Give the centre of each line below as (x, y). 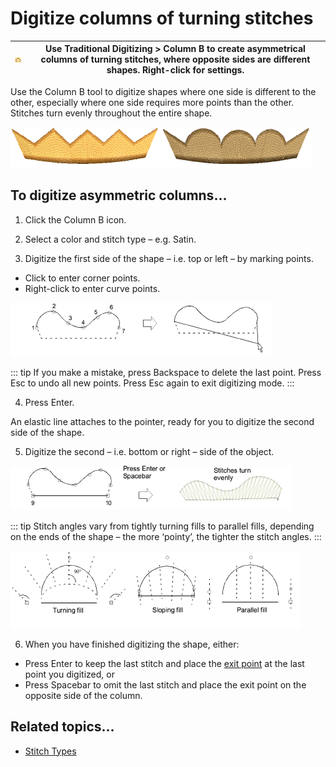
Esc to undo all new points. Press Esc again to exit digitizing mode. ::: (152, 383)
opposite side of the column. (83, 695)
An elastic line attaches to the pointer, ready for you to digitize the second (162, 421)
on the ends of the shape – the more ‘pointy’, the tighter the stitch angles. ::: (166, 536)
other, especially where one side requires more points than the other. (152, 102)
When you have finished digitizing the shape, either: (132, 644)
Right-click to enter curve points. (92, 288)
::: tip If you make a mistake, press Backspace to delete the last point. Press (166, 372)
